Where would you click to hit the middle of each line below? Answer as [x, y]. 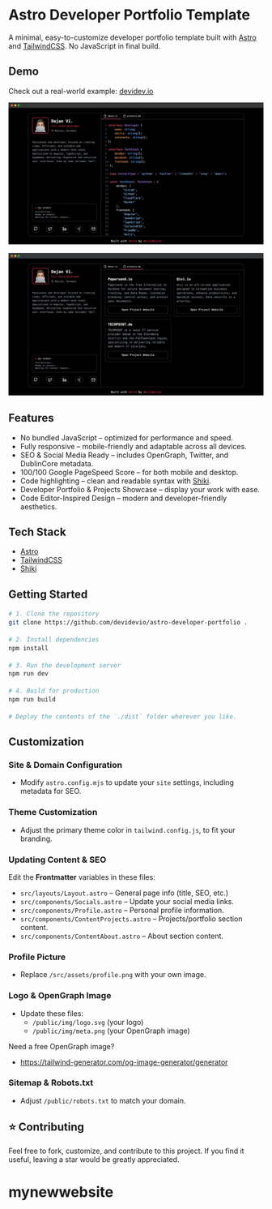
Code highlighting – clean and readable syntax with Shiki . [116, 481]
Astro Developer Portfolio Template [130, 15]
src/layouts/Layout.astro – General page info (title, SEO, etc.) [124, 893]
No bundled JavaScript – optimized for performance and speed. [126, 437]
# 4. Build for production [54, 691]
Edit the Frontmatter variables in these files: [82, 877]
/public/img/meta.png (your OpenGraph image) [111, 1031]
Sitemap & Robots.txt [51, 1083]
